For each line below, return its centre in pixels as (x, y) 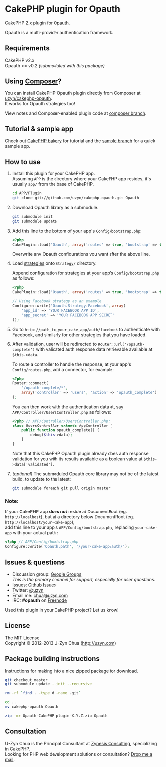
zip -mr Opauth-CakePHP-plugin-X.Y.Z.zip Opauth (56, 716)
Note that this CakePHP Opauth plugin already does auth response (80, 454)
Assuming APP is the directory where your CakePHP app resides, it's (82, 179)
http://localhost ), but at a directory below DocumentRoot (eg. (70, 517)
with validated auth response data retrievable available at (94, 349)
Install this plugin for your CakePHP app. (54, 174)
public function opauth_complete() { (60, 430)
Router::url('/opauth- (121, 344)
